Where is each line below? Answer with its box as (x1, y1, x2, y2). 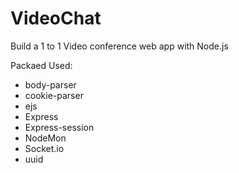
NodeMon (24, 132, 67, 144)
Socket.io (24, 142, 65, 154)
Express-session (24, 121, 95, 133)
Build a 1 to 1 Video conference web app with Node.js (10, 40, 229, 52)
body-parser (24, 78, 77, 91)
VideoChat (10, 7, 102, 30)
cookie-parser (24, 89, 84, 101)
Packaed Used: (10, 59, 73, 71)
